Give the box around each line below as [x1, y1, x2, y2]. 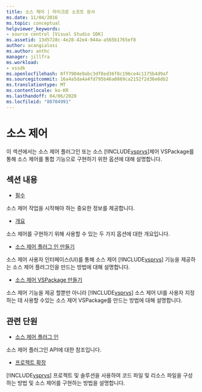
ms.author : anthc [6, 48, 50, 54]
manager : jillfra [6, 54, 50, 60]
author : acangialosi [6, 43, 58, 49]
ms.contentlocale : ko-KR [6, 88, 69, 94]
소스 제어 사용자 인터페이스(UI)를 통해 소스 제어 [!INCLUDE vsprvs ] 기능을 [6, 256, 180, 263]
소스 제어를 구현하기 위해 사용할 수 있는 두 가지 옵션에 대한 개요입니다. [6, 230, 170, 237]
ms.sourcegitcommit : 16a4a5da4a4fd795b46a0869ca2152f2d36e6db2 [6, 76, 169, 82]
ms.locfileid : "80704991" [6, 98, 71, 104]
